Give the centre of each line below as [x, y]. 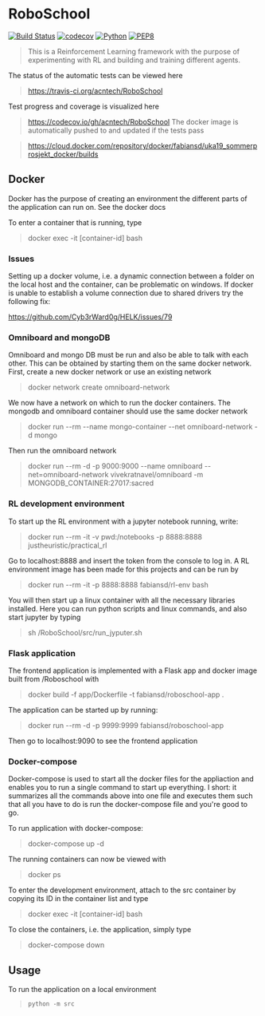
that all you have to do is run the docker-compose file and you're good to [128, 804]
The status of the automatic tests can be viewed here [95, 75]
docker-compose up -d [66, 844]
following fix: [29, 302]
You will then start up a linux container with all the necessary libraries [122, 600]
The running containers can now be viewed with [87, 860]
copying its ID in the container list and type [78, 899]
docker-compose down [66, 945]
